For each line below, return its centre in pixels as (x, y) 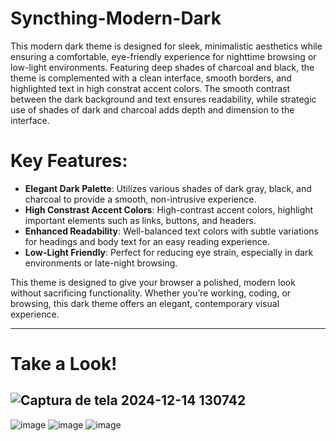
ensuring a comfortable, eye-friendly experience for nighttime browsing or (163, 56)
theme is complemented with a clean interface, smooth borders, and (151, 78)
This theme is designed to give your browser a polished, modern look (153, 282)
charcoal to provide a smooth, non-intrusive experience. (140, 199)
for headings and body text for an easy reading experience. (147, 241)
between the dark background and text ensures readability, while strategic (163, 99)
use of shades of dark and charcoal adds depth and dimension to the (152, 109)
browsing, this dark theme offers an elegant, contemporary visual (145, 303)
